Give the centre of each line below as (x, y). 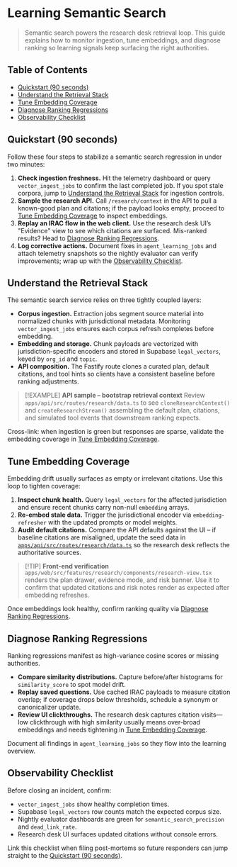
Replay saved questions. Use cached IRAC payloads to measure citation (124, 692)
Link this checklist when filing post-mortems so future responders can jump (118, 848)
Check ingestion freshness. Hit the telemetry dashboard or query (114, 178)
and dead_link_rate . (47, 827)
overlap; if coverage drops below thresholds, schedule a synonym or (118, 699)
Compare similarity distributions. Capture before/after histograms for (120, 677)
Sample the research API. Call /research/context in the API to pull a (117, 201)
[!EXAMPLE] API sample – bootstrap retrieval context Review (115, 396)
